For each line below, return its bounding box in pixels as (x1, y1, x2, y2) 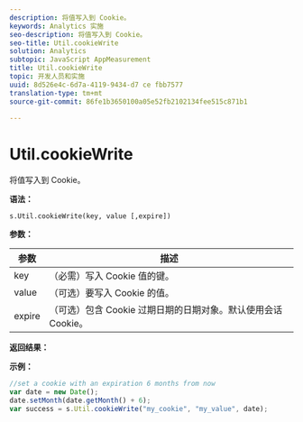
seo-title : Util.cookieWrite (9, 38, 119, 48)
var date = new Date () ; (9, 388, 99, 397)
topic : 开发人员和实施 (9, 72, 86, 81)
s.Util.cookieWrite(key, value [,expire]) (9, 212, 171, 221)
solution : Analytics (9, 47, 87, 56)
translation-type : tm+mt (9, 88, 103, 97)
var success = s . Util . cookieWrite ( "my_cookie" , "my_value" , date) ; (9, 404, 269, 413)
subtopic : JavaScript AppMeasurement (9, 55, 151, 64)
